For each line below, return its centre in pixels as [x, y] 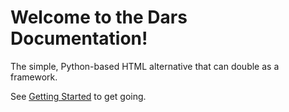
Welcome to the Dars [99, 17]
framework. [34, 77]
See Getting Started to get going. [78, 96]
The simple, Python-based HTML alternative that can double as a [145, 66]
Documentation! [79, 38]
